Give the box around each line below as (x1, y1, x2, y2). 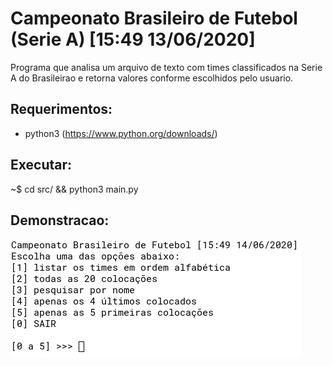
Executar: (10, 157, 73, 174)
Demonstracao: (10, 212, 110, 229)
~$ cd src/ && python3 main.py (10, 183, 139, 195)
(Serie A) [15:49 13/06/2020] (10, 28, 256, 51)
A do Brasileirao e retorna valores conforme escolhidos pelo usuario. (10, 72, 294, 84)
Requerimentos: (10, 101, 113, 118)
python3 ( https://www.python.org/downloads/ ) (24, 127, 218, 139)
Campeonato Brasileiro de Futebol (10, 7, 298, 30)
